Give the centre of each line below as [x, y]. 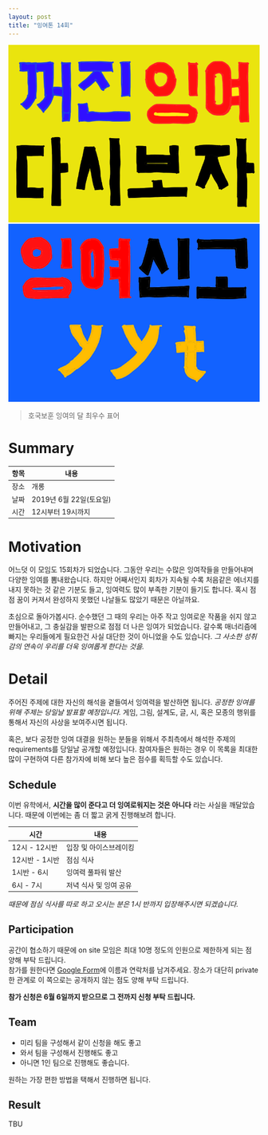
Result [25, 1105]
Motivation [45, 547]
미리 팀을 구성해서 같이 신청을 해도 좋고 [81, 1042]
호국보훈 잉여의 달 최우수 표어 [73, 416]
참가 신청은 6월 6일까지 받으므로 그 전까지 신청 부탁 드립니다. [102, 996]
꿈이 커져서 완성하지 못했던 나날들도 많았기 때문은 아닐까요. [108, 600]
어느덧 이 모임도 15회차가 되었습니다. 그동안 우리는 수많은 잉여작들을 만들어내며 [131, 569]
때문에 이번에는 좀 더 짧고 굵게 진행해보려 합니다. [100, 815]
